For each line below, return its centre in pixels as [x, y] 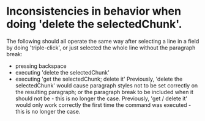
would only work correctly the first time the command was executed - [103, 105]
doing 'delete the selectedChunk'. [94, 24]
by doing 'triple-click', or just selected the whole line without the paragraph [101, 48]
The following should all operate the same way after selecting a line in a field [103, 41]
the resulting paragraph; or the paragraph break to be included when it [104, 92]
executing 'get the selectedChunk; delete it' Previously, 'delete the [99, 79]
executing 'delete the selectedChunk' [62, 72]
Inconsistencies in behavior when [94, 11]
